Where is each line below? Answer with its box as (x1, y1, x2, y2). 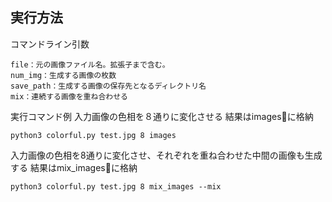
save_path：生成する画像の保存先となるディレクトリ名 (10, 81, 207, 91)
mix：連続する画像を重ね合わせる (10, 91, 128, 102)
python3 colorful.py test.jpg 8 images (10, 130, 177, 140)
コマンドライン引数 (10, 38, 90, 50)
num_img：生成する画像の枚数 (10, 70, 117, 80)
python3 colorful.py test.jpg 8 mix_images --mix (10, 181, 222, 192)
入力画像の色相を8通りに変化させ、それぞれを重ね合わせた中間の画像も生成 (10, 149, 323, 161)
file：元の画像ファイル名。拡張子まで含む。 (10, 59, 170, 70)
